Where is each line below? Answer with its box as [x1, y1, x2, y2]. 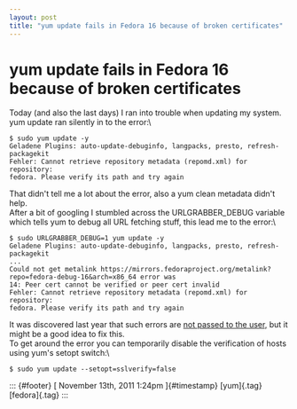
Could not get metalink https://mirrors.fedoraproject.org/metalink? [9, 265, 272, 274]
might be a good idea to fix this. [9, 329, 126, 340]
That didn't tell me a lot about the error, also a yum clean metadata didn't [9, 188, 276, 200]
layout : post [9, 12, 58, 22]
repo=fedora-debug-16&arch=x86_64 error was [9, 272, 176, 282]
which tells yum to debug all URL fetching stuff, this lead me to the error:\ [9, 216, 277, 227]
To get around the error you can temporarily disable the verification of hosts [9, 338, 286, 349]
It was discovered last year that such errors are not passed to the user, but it [9, 319, 288, 330]
